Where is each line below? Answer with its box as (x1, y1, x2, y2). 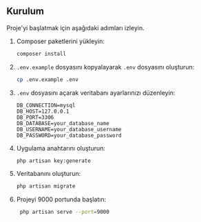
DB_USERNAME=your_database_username (16, 126, 122, 133)
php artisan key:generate (16, 157, 91, 164)
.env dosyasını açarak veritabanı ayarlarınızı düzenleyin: (16, 89, 176, 97)
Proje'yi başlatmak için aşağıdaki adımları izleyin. (6, 23, 145, 32)
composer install (16, 50, 67, 57)
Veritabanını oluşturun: (16, 170, 81, 178)
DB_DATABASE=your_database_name (16, 120, 109, 126)
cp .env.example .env (16, 76, 78, 83)
